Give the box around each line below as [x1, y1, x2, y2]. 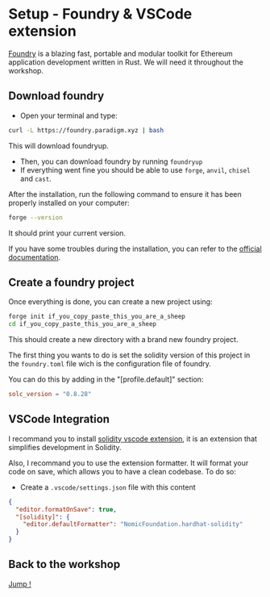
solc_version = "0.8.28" [8, 390, 92, 399]
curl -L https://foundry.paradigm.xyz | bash [8, 126, 164, 134]
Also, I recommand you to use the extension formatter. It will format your [8, 457, 249, 468]
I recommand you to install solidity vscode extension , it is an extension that [8, 433, 258, 444]
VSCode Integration [8, 412, 110, 426]
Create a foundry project [8, 275, 135, 289]
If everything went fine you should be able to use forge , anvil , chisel [19, 165, 251, 174]
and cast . [19, 173, 52, 183]
